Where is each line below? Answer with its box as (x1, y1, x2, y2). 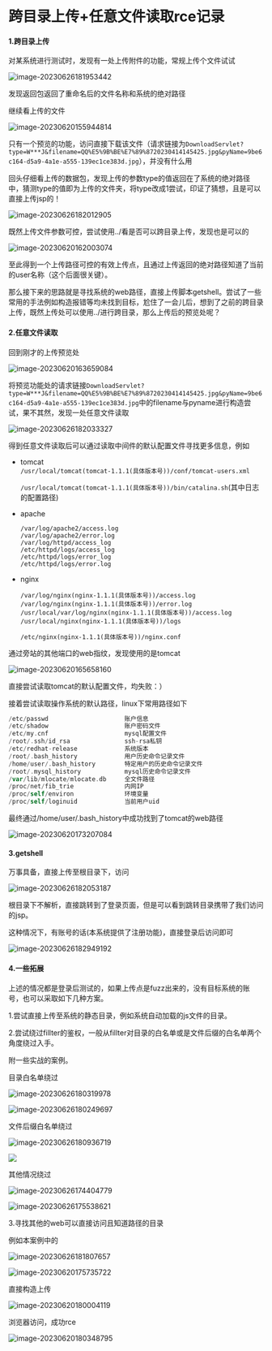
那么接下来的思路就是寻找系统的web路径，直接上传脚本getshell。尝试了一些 (8, 287, 261, 297)
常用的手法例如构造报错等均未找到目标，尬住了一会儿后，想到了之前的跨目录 (8, 297, 264, 307)
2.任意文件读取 (8, 327, 58, 337)
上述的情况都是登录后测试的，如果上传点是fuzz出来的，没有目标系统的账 (8, 983, 250, 993)
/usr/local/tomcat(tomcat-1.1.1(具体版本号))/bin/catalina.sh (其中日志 (19, 482, 260, 492)
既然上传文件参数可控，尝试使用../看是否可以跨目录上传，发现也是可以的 (8, 227, 249, 236)
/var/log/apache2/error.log (19, 531, 115, 540)
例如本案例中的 (8, 1235, 58, 1245)
